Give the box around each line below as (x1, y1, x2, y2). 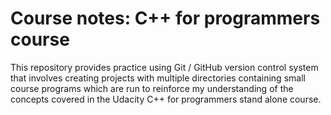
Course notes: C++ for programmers (10, 7, 321, 30)
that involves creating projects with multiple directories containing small (10, 72, 306, 84)
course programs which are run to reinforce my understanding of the (10, 82, 294, 94)
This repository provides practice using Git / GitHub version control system (10, 61, 319, 73)
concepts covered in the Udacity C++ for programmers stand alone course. (10, 93, 322, 105)
